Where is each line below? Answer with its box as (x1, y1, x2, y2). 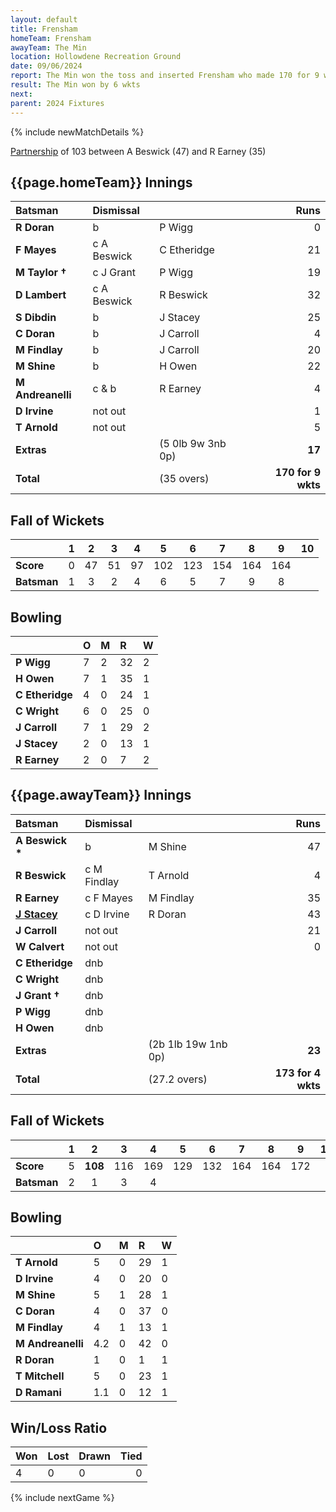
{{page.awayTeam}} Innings (10, 787, 192, 804)
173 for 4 (274, 1066, 321, 1080)
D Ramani (15, 1386, 62, 1400)
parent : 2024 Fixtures (10, 98, 105, 108)
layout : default (10, 14, 78, 25)
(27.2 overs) (148, 1072, 208, 1086)
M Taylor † (15, 266, 67, 280)
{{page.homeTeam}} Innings (10, 174, 193, 191)
